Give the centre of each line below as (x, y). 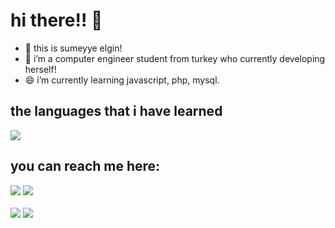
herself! (40, 69)
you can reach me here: (85, 166)
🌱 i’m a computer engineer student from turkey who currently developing (175, 58)
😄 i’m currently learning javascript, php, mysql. (122, 80)
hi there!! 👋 (56, 20)
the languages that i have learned (116, 111)
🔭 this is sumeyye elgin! (73, 48)
